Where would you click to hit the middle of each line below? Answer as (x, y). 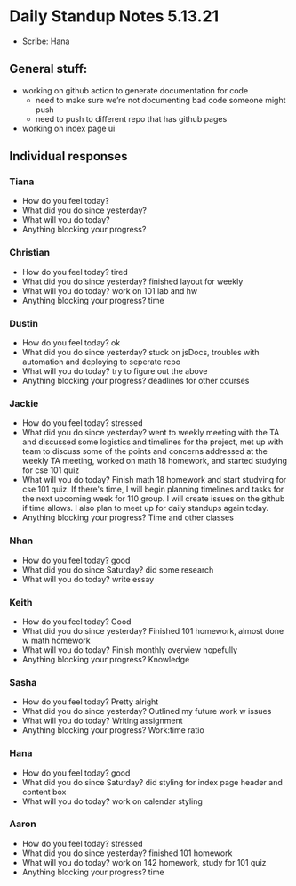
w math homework (56, 640)
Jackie (24, 403)
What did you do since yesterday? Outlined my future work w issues (147, 711)
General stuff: (48, 69)
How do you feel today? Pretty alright (90, 702)
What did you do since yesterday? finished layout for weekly (132, 281)
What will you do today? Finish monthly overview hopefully (130, 650)
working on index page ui (68, 128)
